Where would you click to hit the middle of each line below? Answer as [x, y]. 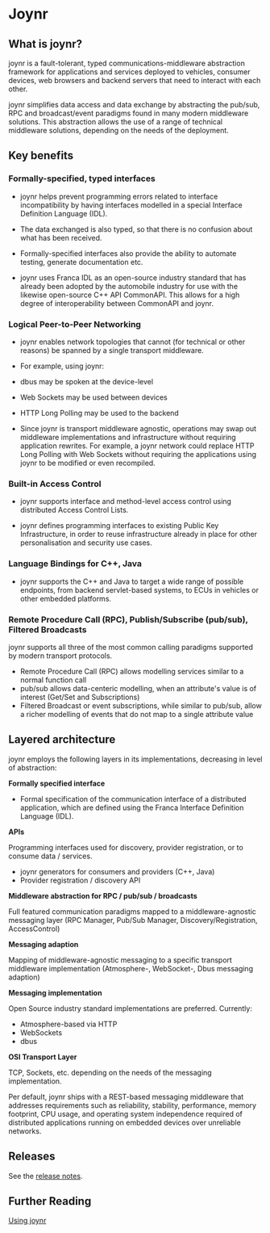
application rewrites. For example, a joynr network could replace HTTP [137, 446]
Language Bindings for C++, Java [75, 564]
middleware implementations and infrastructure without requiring [128, 437]
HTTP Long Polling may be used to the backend [99, 413]
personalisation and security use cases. [86, 543]
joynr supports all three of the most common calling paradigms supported [131, 647]
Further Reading [50, 1201]
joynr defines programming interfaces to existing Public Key [119, 526]
